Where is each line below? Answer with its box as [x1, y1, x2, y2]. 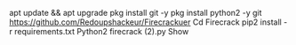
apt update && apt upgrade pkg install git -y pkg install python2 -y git [9, 8, 262, 18]
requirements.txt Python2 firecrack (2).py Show [14, 26, 189, 36]
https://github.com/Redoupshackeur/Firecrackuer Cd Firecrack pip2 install [9, 17, 282, 27]
